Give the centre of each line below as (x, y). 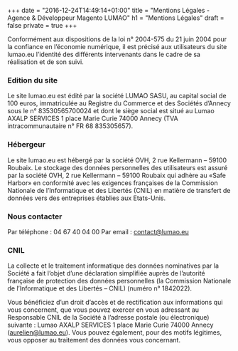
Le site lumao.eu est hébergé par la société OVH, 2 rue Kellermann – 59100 (117, 160)
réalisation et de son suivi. (45, 62)
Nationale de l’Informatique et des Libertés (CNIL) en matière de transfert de (119, 190)
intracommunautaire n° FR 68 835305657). (70, 126)
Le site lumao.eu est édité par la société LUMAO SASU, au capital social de (117, 96)
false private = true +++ (42, 25)
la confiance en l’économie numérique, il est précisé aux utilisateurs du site (117, 47)
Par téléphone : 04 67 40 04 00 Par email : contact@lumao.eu (98, 231)
